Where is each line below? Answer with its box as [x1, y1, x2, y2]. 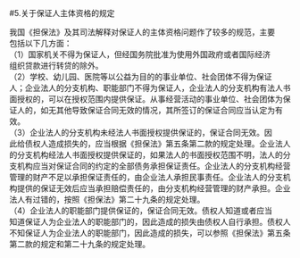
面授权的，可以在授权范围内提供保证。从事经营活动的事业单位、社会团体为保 [9, 94, 291, 104]
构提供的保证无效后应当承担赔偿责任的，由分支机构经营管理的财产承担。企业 [9, 183, 291, 194]
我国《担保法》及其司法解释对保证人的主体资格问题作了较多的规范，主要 [9, 27, 275, 37]
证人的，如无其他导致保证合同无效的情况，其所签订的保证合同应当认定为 [9, 105, 275, 115]
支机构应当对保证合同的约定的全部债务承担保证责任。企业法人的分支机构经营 [9, 161, 291, 171]
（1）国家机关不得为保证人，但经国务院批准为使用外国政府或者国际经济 [9, 49, 271, 60]
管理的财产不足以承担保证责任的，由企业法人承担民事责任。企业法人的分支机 [9, 172, 291, 182]
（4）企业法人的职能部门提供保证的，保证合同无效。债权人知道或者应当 [9, 205, 273, 216]
